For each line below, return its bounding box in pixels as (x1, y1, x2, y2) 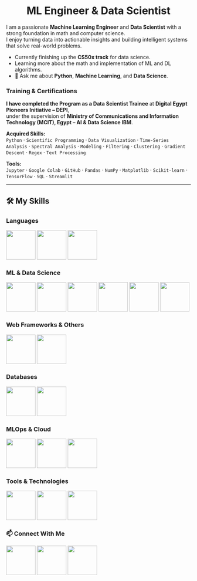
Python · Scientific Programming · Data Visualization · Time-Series (6, 137, 169, 144)
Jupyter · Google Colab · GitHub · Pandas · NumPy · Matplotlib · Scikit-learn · (6, 167, 188, 174)
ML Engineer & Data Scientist (26, 4, 171, 18)
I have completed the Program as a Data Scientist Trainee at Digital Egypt (6, 100, 188, 107)
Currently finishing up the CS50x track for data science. (14, 53, 151, 60)
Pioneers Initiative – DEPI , (6, 107, 69, 114)
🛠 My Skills (6, 196, 50, 206)
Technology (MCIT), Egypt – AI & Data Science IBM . (6, 119, 133, 126)
